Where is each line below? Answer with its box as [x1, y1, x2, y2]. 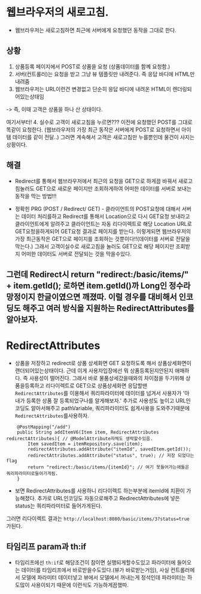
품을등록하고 [14, 382, 45, 389]
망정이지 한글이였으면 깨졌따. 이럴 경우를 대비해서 [6, 292, 178, 302]
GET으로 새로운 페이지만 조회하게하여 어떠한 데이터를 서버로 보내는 [35, 184, 192, 192]
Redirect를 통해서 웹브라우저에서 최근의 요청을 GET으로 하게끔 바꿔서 [14, 177, 177, 184]
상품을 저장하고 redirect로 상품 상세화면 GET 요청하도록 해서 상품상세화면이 [14, 359, 191, 366]
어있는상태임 [14, 92, 45, 100]
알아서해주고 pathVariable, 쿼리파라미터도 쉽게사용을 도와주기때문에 [31, 404, 190, 411]
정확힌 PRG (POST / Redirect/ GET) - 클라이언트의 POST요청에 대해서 [14, 205, 181, 212]
